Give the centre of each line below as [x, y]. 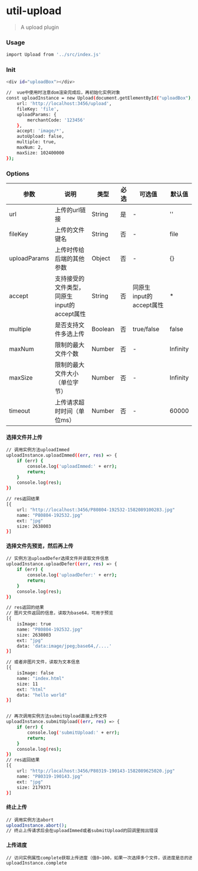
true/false [146, 329]
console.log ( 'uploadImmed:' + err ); [72, 466]
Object [101, 258]
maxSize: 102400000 [41, 153]
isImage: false [35, 673]
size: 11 [27, 684]
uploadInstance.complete [37, 863]
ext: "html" [31, 689]
